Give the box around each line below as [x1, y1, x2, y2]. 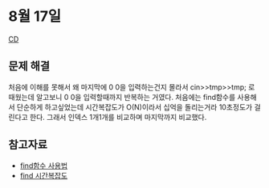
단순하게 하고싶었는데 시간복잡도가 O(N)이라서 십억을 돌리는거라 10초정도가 [16, 102, 253, 112]
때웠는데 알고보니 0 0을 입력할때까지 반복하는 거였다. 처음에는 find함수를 [8, 92, 236, 102]
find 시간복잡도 [19, 170, 68, 180]
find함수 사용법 [19, 161, 68, 170]
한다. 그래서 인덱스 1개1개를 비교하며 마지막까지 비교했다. [29, 112, 207, 122]
